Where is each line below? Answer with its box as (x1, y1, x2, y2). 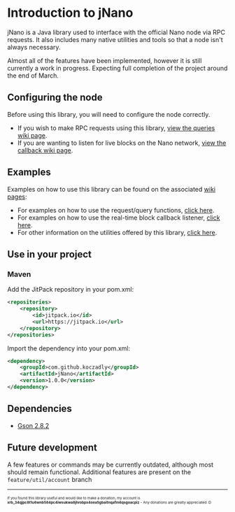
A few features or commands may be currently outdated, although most (7, 460, 214, 469)
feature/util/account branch (7, 475, 92, 483)
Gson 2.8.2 (17, 421, 50, 429)
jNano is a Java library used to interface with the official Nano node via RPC (7, 28, 226, 36)
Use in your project (7, 248, 92, 260)
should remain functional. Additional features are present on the (7, 467, 191, 476)
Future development (7, 442, 98, 454)
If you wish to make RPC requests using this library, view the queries (17, 124, 215, 132)
